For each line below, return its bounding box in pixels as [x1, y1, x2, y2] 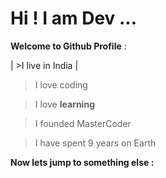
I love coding [34, 78, 88, 91]
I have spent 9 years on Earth [34, 137, 157, 149]
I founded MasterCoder [34, 117, 132, 129]
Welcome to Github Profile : [10, 40, 127, 52]
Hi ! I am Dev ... [10, 7, 138, 30]
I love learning [34, 98, 95, 110]
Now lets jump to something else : [10, 156, 155, 168]
